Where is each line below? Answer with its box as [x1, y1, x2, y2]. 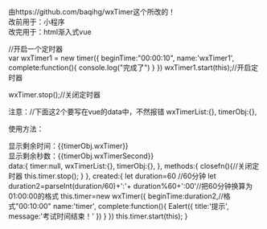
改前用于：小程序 [8, 17, 65, 27]
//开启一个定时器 [8, 44, 64, 54]
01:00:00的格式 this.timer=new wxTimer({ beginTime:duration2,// [8, 191, 224, 201]
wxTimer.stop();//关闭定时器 [8, 90, 101, 99]
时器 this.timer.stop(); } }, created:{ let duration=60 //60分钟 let [8, 171, 216, 181]
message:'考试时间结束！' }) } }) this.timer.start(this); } [8, 211, 188, 221]
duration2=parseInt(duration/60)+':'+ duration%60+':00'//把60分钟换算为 [8, 182, 253, 190]
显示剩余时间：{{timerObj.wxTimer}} [8, 141, 129, 150]
